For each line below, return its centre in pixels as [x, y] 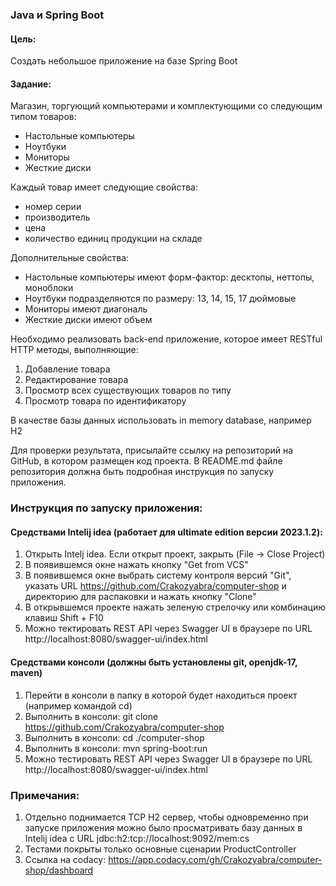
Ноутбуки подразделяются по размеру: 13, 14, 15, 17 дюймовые [160, 299]
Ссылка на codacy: [65, 859]
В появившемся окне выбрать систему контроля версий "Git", [158, 575]
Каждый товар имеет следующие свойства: [104, 187]
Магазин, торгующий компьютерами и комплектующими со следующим [166, 106]
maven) [26, 673]
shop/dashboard [59, 870]
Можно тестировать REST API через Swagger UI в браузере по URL [168, 759]
